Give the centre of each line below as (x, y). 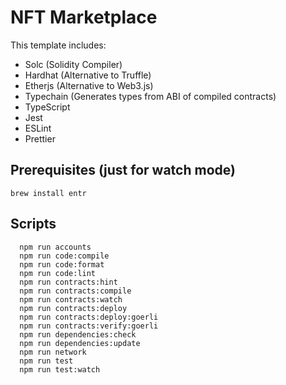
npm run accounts (55, 247)
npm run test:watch (60, 369)
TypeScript (47, 107)
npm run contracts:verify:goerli (89, 326)
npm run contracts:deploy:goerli (89, 317)
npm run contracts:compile (75, 291)
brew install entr (48, 193)
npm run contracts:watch (71, 299)
